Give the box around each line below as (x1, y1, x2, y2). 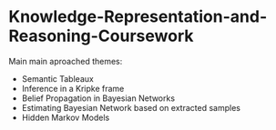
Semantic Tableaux (21, 73, 95, 84)
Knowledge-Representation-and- (8, 6, 268, 27)
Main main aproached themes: (8, 55, 123, 66)
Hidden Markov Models (21, 112, 110, 123)
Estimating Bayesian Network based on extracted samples (21, 102, 240, 113)
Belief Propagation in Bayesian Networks (21, 93, 175, 104)
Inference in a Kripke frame (21, 83, 125, 94)
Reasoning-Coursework (8, 25, 194, 46)
